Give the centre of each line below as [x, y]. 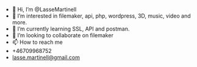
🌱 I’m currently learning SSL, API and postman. [71, 29]
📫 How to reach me [37, 42]
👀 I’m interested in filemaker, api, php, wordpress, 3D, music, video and [101, 16]
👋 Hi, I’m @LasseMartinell [44, 9]
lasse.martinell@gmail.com [46, 57]
